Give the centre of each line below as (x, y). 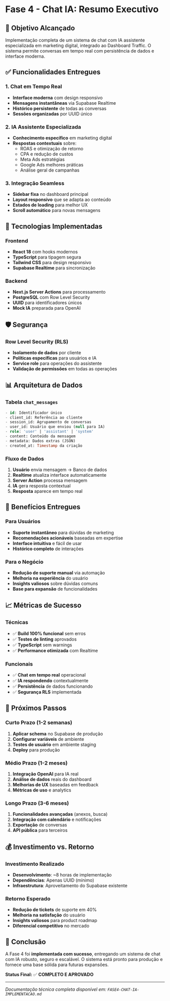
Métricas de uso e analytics (42, 790)
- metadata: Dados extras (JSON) (40, 441)
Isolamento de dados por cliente (47, 352)
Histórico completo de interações (48, 549)
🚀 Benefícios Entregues (43, 507)
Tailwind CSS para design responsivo (52, 262)
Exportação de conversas (40, 825)
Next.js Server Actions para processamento (59, 292)
